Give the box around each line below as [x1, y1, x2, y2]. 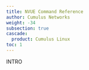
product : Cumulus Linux [11, 36, 70, 42]
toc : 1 [6, 42, 23, 48]
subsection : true [6, 25, 49, 31]
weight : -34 [6, 20, 36, 26]
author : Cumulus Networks [6, 14, 70, 20]
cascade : [6, 31, 28, 37]
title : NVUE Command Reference [6, 8, 84, 15]
